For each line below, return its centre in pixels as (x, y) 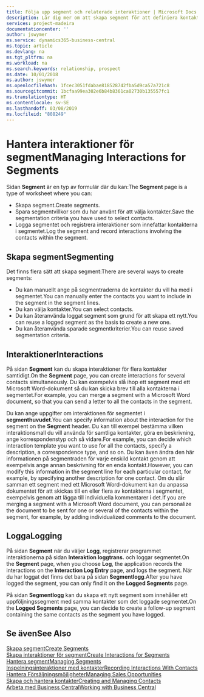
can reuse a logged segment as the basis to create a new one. (93, 322)
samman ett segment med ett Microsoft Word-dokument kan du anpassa (97, 484)
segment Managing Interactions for (96, 157)
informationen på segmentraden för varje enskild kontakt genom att (91, 459)
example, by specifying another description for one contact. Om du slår (96, 478)
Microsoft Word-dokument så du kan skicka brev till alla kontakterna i (93, 388)
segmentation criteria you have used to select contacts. (85, 218)
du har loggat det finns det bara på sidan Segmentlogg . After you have (94, 576)
